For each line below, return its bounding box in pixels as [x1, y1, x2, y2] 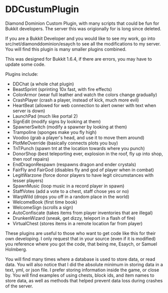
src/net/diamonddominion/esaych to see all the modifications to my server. [5, 40, 161, 46]
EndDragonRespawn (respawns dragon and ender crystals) [12, 161, 136, 167]
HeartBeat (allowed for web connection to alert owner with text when [12, 102, 156, 108]
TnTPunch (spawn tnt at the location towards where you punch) [12, 145, 145, 151]
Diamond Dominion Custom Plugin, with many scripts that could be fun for [5, 20, 159, 26]
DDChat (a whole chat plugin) [12, 81, 74, 87]
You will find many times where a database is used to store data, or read [5, 256, 155, 262]
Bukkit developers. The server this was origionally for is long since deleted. [5, 25, 161, 31]
